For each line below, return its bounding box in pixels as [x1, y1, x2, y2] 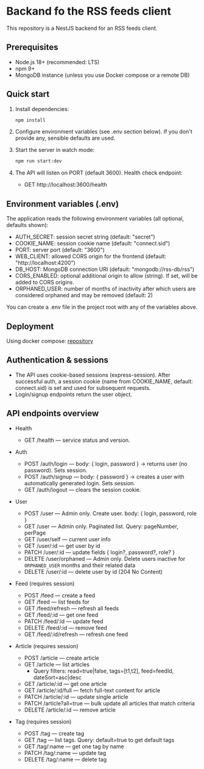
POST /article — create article [24, 654, 99, 662]
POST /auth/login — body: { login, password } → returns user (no [24, 460, 188, 468]
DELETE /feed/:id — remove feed [24, 624, 108, 631]
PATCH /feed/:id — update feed [24, 618, 104, 625]
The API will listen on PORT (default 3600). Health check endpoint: [15, 169, 183, 176]
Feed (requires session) [15, 580, 75, 587]
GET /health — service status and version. [24, 436, 130, 444]
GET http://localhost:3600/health [24, 181, 108, 189]
